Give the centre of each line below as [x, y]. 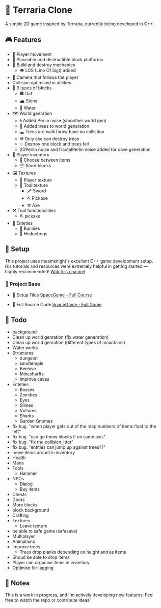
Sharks [27, 416]
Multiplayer [24, 536]
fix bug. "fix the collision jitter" [43, 442]
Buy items [30, 489]
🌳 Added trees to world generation [54, 126]
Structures [23, 353]
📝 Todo [16, 320]
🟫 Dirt [26, 93]
